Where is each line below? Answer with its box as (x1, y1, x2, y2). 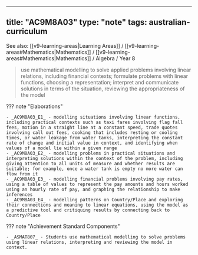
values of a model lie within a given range (6, 145, 117, 151)
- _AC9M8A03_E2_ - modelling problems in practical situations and (6, 150, 176, 156)
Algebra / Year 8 (95, 54, 136, 62)
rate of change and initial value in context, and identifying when (6, 140, 178, 146)
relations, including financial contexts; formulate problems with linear (20, 72, 189, 80)
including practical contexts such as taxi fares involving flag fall (6, 119, 183, 125)
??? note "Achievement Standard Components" (6, 223, 120, 230)
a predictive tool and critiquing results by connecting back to (6, 207, 170, 213)
